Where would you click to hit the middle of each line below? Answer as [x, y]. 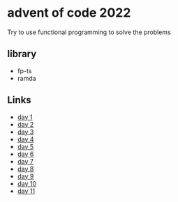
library [22, 54]
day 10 [27, 183]
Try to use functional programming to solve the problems [89, 32]
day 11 [26, 191]
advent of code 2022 [69, 13]
